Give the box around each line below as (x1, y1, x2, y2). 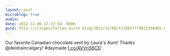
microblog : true (5, 12, 39, 17)
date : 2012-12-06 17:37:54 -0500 (5, 21, 76, 26)
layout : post (5, 7, 33, 12)
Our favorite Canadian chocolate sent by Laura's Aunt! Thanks (5, 39, 135, 45)
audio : (5, 16, 19, 21)
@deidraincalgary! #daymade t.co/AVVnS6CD (5, 45, 101, 51)
